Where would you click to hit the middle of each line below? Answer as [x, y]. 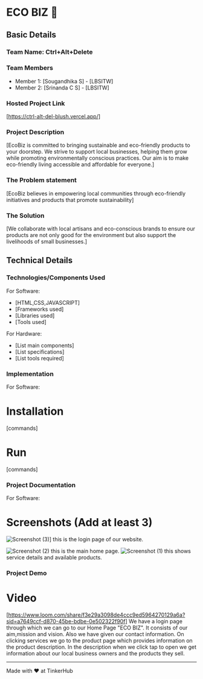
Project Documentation [41, 485]
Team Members [30, 68]
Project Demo [27, 573]
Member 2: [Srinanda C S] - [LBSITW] [62, 88]
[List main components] [44, 345]
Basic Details [31, 35]
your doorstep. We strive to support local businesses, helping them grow [97, 152]
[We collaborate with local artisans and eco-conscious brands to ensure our [101, 229]
